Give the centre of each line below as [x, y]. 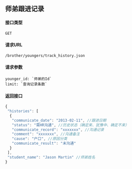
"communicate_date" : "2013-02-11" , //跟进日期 [59, 120]
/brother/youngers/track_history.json [45, 56]
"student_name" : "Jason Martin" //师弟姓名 [51, 157]
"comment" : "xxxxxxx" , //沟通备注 [46, 134]
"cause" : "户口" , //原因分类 [40, 139]
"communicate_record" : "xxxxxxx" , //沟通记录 [58, 130]
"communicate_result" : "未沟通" [44, 143]
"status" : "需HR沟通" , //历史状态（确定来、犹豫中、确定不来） [70, 125]
